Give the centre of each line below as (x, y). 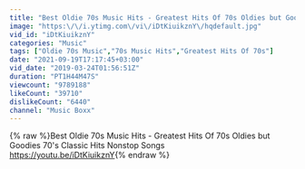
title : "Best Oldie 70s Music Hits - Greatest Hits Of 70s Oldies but (146, 18)
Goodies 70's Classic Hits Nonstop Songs (87, 146)
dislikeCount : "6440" (50, 102)
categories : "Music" (49, 43)
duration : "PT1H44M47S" (54, 77)
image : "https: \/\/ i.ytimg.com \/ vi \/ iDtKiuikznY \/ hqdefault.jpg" (135, 26)
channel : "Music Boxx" (52, 110)
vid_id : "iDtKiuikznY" (52, 34)
